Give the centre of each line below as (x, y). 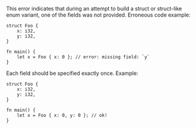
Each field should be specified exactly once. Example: (72, 73)
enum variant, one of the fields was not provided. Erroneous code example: (99, 15)
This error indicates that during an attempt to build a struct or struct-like (94, 9)
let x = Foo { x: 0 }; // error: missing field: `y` (83, 57)
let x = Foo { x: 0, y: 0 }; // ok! (62, 115)
